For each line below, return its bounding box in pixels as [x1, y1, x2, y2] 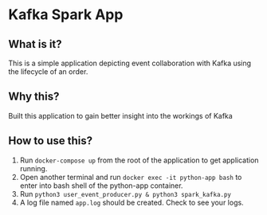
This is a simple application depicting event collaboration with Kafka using [8, 58, 252, 68]
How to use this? [8, 134, 93, 148]
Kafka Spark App [8, 6, 124, 24]
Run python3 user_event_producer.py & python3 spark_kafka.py [19, 189, 232, 198]
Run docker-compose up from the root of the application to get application [19, 155, 259, 165]
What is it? [8, 37, 62, 51]
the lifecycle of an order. [8, 67, 88, 76]
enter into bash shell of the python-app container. [19, 181, 183, 190]
